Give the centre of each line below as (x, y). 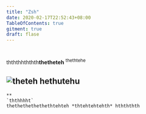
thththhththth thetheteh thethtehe (46, 62)
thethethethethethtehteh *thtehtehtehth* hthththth (73, 106)
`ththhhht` (20, 101)
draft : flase (23, 35)
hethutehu (60, 82)
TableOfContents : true (35, 23)
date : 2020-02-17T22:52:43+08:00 (49, 18)
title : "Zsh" (23, 12)
